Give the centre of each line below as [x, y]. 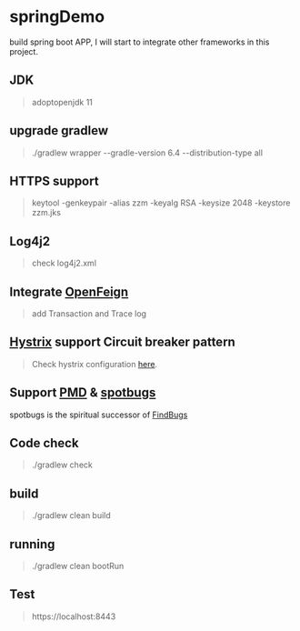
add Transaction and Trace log [89, 314]
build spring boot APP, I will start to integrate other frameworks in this [140, 42]
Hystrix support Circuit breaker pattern [123, 342]
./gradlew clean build [71, 516]
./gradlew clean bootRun [78, 566]
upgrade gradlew [59, 130]
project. [24, 51]
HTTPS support [54, 180]
